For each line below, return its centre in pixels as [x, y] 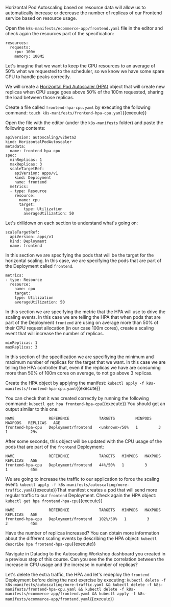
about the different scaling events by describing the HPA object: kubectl [81, 538]
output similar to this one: [32, 409]
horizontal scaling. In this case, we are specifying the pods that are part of [83, 261]
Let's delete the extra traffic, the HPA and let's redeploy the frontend [77, 575]
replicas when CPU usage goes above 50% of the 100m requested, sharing [84, 92]
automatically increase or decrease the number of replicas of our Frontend [84, 13]
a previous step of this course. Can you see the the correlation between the [85, 559]
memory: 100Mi [29, 56]
